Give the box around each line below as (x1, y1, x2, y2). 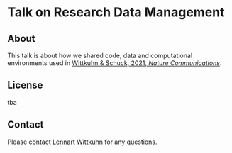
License (7, 79, 43, 91)
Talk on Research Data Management (7, 4, 225, 21)
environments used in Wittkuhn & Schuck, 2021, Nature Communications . (7, 59, 222, 67)
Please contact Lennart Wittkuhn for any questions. (7, 137, 158, 146)
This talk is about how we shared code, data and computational (7, 51, 193, 59)
